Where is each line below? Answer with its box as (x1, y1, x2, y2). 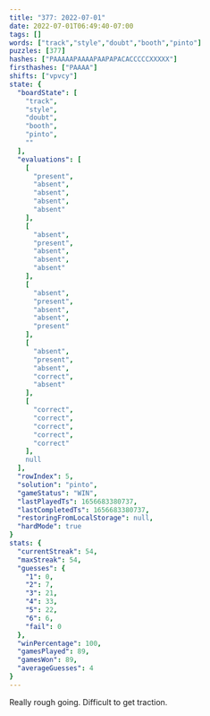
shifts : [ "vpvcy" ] (9, 72, 78, 81)
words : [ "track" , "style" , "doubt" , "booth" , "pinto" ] (9, 38, 202, 48)
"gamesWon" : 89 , (17, 656, 78, 665)
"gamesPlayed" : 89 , (17, 647, 90, 656)
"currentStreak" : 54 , (17, 546, 98, 556)
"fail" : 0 (25, 622, 63, 631)
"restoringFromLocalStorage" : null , (17, 513, 154, 523)
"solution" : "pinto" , (17, 480, 98, 489)
